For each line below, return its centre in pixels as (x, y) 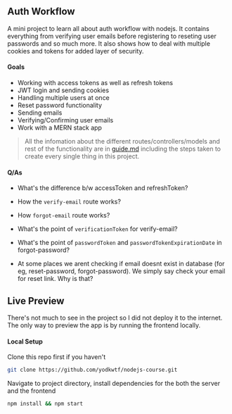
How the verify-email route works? (69, 202)
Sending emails (40, 113)
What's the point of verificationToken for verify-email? (97, 229)
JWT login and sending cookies (63, 90)
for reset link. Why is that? (55, 279)
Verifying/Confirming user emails (65, 120)
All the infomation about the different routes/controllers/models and (122, 142)
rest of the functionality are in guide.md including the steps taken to (123, 149)
